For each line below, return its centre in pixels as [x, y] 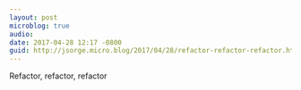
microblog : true [39, 26]
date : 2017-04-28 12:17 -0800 [66, 42]
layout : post [34, 17]
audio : [21, 34]
